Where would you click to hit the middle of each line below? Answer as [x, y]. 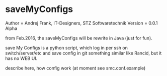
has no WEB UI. [21, 58]
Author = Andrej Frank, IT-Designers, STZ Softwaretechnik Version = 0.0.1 [81, 23]
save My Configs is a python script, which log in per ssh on [67, 47]
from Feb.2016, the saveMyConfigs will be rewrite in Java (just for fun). [79, 38]
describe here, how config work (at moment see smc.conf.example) [75, 68]
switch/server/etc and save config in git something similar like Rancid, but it [83, 53]
